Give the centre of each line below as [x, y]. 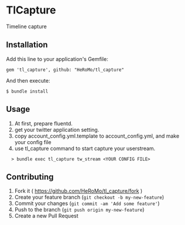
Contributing [30, 177]
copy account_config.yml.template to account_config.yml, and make [97, 136]
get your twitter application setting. [57, 129]
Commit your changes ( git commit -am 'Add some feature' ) [87, 203]
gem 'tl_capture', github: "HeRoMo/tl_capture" [65, 70]
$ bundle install [27, 91]
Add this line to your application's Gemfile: [57, 59]
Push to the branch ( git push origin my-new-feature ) [79, 210]
